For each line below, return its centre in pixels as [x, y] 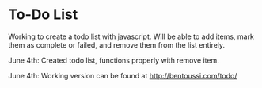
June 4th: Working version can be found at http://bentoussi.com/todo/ [123, 75]
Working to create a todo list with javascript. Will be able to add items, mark [131, 36]
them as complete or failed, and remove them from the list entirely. [117, 44]
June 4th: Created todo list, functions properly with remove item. [114, 60]
